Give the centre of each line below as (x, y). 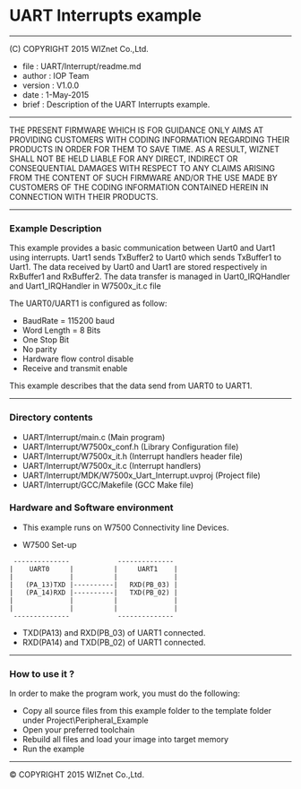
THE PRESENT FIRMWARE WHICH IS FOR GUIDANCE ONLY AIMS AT (137, 130)
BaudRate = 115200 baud (68, 321)
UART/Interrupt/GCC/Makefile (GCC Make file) (108, 484)
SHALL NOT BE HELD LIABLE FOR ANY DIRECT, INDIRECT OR (124, 159)
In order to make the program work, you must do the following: (125, 694)
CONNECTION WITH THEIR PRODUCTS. (84, 196)
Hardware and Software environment (91, 507)
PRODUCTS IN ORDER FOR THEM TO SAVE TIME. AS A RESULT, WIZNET (145, 149)
